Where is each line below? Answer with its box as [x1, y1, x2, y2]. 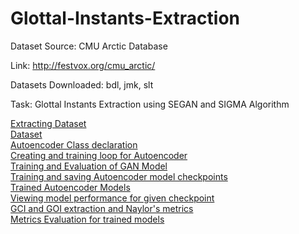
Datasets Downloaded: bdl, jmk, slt [10, 78, 154, 91]
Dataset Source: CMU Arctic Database [10, 40, 168, 52]
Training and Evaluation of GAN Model [10, 160, 168, 172]
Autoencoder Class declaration [10, 138, 138, 151]
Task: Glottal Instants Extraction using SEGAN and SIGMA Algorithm [10, 98, 290, 110]
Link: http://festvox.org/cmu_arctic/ [10, 59, 156, 71]
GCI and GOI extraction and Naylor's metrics [10, 202, 194, 214]
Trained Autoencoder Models [10, 181, 131, 193]
